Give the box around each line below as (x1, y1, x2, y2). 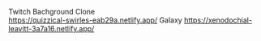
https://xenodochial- (183, 15, 253, 25)
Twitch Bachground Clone (8, 7, 96, 16)
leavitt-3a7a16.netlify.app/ (8, 24, 95, 33)
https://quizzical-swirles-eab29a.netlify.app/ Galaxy (8, 15, 182, 25)
